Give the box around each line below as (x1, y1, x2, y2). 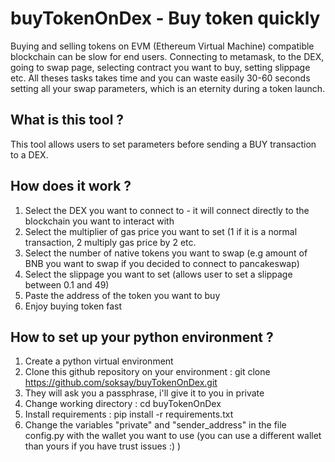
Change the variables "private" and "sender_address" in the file (24, 419, 287, 431)
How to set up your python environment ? (10, 328, 274, 346)
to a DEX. (10, 148, 49, 161)
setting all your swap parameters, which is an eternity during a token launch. (10, 82, 326, 94)
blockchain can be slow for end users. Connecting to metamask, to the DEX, (10, 50, 325, 62)
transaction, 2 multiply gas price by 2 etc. (24, 236, 197, 248)
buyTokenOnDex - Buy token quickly (10, 7, 321, 30)
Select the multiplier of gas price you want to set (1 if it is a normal (24, 225, 298, 237)
